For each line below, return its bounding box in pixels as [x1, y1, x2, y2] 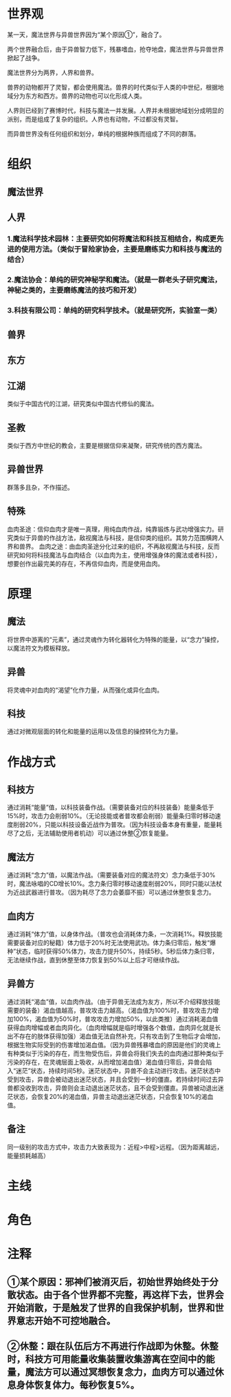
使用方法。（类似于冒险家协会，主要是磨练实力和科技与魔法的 [21, 244, 222, 254]
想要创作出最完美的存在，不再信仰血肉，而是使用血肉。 [7, 559, 164, 568]
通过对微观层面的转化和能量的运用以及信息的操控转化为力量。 [7, 727, 182, 735]
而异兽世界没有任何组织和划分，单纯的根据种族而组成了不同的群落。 [7, 129, 200, 138]
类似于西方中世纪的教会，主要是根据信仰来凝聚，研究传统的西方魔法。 [7, 442, 206, 450]
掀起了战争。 [7, 53, 43, 62]
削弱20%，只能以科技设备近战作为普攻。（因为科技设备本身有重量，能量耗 [12, 820, 223, 829]
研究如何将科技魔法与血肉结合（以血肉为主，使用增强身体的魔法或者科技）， [7, 551, 221, 559]
